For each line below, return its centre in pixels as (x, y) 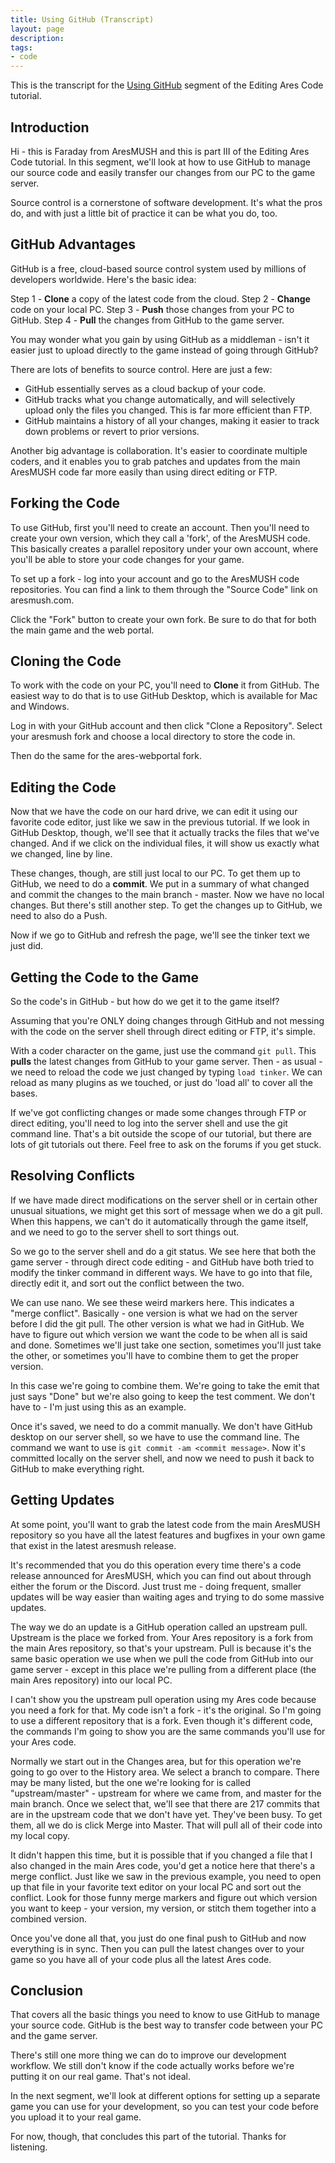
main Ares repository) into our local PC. (91, 1680)
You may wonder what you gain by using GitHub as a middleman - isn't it (160, 339)
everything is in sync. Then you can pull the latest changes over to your (157, 1948)
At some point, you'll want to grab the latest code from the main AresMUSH (165, 1524)
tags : (21, 47)
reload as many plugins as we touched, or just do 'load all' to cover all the (161, 1082)
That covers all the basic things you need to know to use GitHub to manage (165, 2015)
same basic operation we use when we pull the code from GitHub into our (162, 1658)
